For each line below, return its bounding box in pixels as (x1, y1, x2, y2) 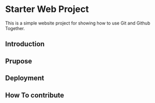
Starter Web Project (5, 3, 89, 15)
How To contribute (5, 91, 64, 99)
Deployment (5, 74, 44, 82)
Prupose (5, 56, 32, 65)
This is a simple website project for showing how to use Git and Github (5, 20, 150, 26)
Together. (5, 25, 25, 31)
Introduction (5, 40, 45, 48)
